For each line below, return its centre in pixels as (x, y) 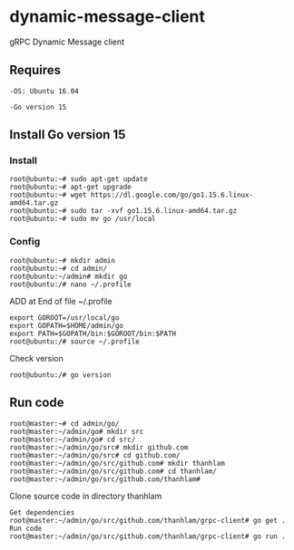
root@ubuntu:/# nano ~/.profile (70, 284)
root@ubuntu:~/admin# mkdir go (69, 276)
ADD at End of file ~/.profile (61, 301)
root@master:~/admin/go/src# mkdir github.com (99, 447)
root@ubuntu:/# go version (60, 375)
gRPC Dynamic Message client (67, 42)
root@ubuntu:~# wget (49, 195)
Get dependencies (42, 512)
